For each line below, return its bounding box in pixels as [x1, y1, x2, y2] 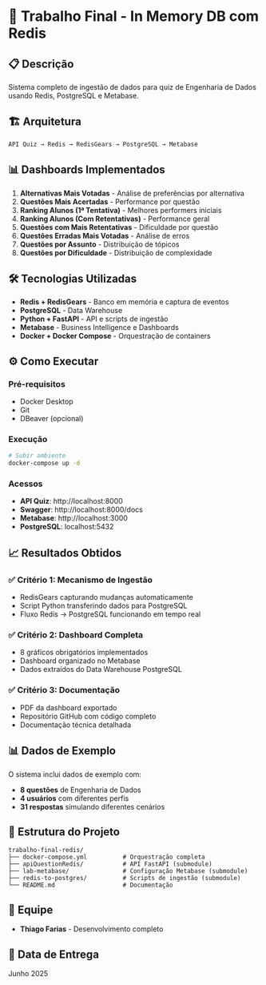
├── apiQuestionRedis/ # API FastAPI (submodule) [8, 860, 213, 868]
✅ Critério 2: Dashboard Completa [8, 629, 144, 641]
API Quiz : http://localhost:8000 [19, 497, 124, 506]
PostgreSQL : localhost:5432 [19, 522, 114, 532]
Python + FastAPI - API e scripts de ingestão [19, 314, 169, 324]
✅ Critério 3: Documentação [8, 685, 120, 696]
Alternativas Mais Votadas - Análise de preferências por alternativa [19, 188, 245, 198]
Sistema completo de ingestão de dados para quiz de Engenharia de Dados [8, 82, 257, 91]
